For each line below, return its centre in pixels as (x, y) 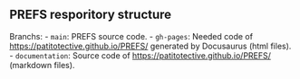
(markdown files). (42, 65)
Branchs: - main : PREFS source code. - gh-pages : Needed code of (131, 36)
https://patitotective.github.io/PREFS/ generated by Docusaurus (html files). (150, 46)
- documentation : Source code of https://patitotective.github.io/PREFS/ (140, 55)
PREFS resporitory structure (91, 15)
